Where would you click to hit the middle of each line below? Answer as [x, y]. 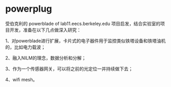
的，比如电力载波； [25, 47]
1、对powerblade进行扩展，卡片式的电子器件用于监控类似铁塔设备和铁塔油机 [85, 41]
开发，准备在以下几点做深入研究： [45, 30]
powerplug [29, 9]
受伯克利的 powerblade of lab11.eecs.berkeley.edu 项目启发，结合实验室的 [83, 23]
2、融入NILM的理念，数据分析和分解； [46, 58]
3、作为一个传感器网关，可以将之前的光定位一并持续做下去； [69, 69]
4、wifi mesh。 [21, 79]
